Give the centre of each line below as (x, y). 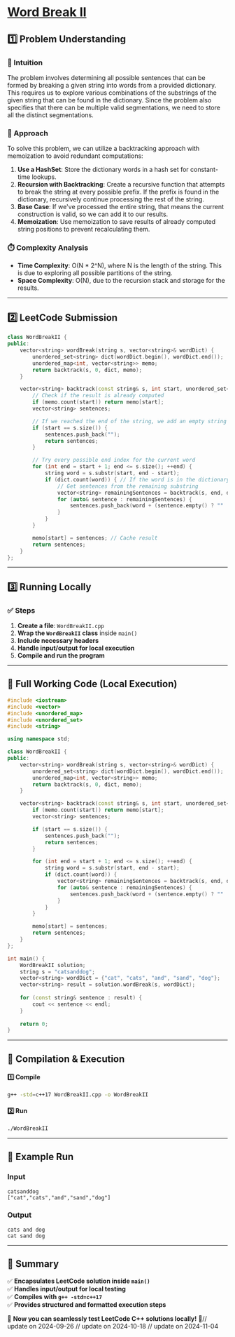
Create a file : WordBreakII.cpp (61, 626)
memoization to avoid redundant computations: (75, 156)
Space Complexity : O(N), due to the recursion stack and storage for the (121, 281)
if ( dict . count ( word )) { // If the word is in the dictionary (137, 479)
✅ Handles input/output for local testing (66, 1289)
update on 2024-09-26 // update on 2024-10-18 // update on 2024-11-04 (113, 1326)
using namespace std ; (39, 739)
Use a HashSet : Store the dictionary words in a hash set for (103, 170)
